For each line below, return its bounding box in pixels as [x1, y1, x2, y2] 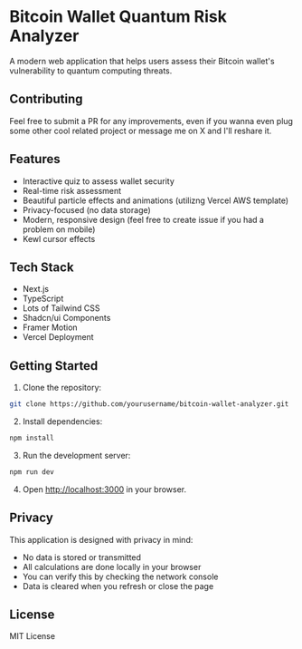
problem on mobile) [22, 224, 96, 235]
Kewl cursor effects [22, 233, 96, 244]
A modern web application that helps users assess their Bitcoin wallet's [9, 55, 275, 66]
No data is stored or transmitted [22, 551, 142, 563]
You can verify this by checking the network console [22, 571, 219, 582]
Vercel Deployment [22, 332, 94, 343]
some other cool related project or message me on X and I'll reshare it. [9, 125, 272, 136]
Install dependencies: [22, 416, 103, 427]
